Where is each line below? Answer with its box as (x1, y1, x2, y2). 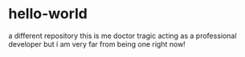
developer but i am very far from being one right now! (8, 39, 186, 48)
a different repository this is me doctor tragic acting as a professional (8, 31, 237, 40)
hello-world (8, 5, 88, 23)
